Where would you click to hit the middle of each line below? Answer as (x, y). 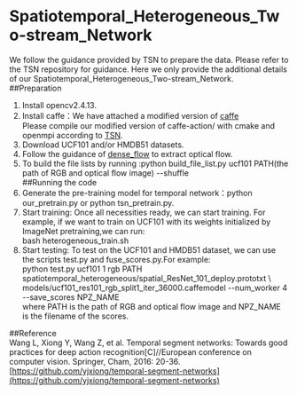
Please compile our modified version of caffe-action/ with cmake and (148, 125)
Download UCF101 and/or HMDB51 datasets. (103, 145)
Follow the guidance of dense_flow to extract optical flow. (127, 154)
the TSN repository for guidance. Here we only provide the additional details (148, 69)
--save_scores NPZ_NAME (70, 297)
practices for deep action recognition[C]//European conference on (131, 351)
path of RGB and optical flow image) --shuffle (105, 173)
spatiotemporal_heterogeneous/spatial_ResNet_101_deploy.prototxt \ (147, 278)
